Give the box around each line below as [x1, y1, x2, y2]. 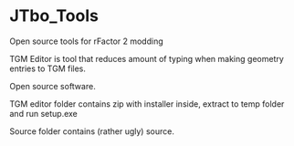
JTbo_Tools [9, 5, 99, 26]
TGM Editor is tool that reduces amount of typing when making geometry [9, 53, 285, 64]
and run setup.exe [9, 108, 78, 119]
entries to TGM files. [9, 63, 87, 74]
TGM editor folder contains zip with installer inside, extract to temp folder [9, 98, 285, 109]
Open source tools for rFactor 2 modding [9, 36, 164, 47]
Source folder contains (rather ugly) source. [9, 125, 175, 137]
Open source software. [9, 80, 96, 91]
